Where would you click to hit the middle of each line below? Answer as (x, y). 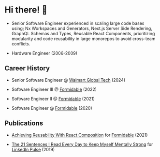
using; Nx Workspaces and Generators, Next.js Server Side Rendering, (82, 28)
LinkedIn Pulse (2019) (33, 149)
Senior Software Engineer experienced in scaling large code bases (78, 23)
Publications (24, 123)
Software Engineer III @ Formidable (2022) (54, 89)
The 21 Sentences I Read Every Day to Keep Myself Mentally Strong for (82, 144)
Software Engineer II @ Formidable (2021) (53, 99)
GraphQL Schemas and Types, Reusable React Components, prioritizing (83, 33)
